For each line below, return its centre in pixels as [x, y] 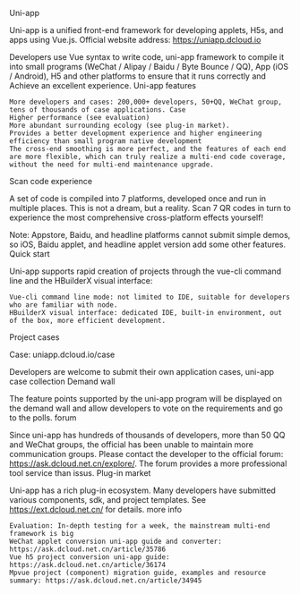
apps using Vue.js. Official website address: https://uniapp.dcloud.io [135, 40]
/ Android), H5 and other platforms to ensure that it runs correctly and [138, 76]
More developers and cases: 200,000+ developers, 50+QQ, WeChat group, [146, 102]
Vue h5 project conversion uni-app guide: [90, 557]
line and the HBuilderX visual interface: [81, 280]
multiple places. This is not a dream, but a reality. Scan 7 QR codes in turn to [150, 208]
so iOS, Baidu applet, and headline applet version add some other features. [148, 244]
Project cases [34, 337]
